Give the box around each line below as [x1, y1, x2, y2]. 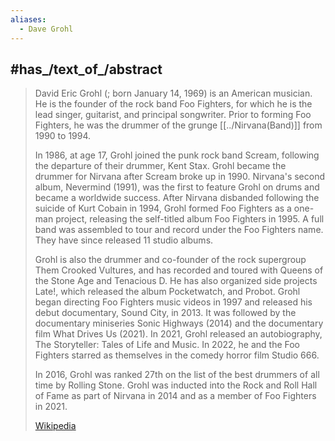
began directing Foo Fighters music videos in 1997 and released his [34, 296, 313, 308]
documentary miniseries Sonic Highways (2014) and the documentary [34, 317, 324, 330]
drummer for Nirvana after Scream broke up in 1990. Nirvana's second [34, 171, 326, 183]
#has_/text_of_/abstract [10, 61, 163, 78]
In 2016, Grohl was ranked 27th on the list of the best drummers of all [34, 369, 320, 381]
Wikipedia [34, 420, 77, 432]
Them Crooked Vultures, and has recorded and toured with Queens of [34, 264, 324, 276]
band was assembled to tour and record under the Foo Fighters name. [34, 224, 324, 236]
